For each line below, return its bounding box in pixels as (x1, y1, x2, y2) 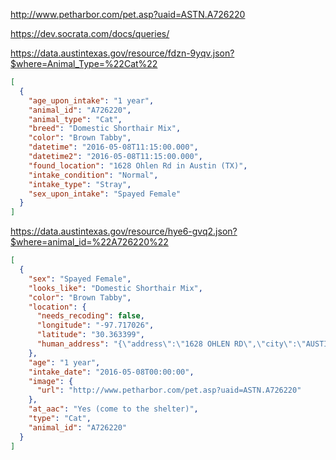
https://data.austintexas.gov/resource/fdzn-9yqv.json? (10, 47, 235, 59)
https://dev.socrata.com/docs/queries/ (10, 28, 170, 39)
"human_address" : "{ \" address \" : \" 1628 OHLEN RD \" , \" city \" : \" (36, 339, 307, 349)
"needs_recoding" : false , (36, 311, 145, 321)
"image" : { (28, 376, 74, 386)
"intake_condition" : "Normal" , (28, 170, 159, 180)
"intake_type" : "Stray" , (28, 179, 132, 189)
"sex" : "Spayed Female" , (28, 274, 132, 284)
